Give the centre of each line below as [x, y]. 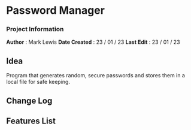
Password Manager [55, 10]
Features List [31, 121]
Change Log [29, 100]
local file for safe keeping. [38, 82]
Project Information [35, 29]
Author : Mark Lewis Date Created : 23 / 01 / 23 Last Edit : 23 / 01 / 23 [93, 42]
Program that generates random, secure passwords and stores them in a [96, 75]
